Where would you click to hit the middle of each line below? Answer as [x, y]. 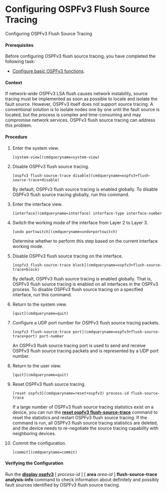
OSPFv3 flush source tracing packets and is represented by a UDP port [85, 351]
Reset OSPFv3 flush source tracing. [49, 384]
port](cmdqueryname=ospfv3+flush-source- [117, 332]
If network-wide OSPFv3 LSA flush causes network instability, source [77, 94]
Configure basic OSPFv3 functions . [49, 71]
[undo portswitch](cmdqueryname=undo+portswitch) [65, 232]
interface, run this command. [42, 294]
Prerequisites [19, 45]
